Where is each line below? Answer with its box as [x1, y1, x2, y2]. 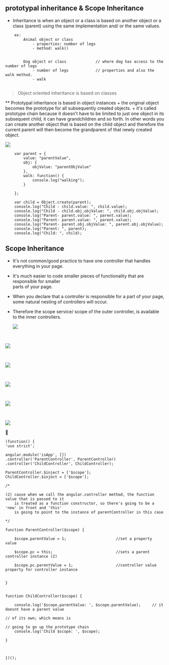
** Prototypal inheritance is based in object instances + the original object [5, 99, 159, 105]
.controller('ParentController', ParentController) [5, 457, 116, 462]
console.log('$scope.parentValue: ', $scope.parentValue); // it [14, 602, 164, 607]
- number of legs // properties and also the [32, 68, 155, 73]
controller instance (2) [5, 553, 58, 559]
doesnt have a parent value [5, 606, 65, 612]
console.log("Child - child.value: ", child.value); [14, 204, 128, 209]
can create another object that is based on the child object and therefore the [5, 121, 164, 127]
